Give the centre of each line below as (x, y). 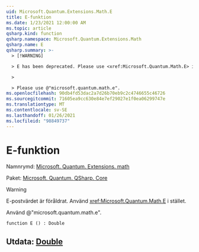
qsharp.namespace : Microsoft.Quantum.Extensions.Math (74, 39)
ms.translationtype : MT (36, 104)
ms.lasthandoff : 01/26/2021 (41, 115)
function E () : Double (36, 224)
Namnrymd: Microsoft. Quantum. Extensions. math (68, 167)
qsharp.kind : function (34, 34)
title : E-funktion (29, 17)
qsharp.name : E (25, 45)
